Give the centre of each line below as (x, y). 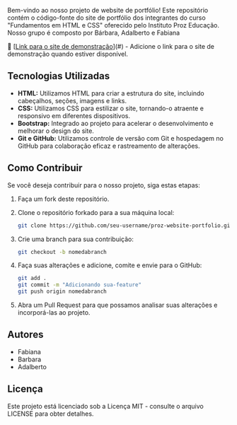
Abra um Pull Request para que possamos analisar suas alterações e (117, 305)
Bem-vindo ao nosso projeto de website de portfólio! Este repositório (108, 10)
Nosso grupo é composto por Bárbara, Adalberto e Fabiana (94, 33)
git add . (32, 279)
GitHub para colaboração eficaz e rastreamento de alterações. (109, 146)
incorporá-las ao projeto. (54, 313)
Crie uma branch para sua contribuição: (76, 239)
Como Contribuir (45, 168)
